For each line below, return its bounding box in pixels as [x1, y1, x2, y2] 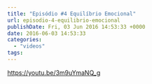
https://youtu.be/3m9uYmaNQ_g [7, 68, 101, 77]
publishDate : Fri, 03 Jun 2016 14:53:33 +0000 [7, 23, 146, 30]
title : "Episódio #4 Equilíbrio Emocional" [7, 10, 137, 17]
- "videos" [13, 43, 46, 50]
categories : [7, 36, 42, 43]
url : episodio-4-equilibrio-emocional [7, 17, 120, 24]
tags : [7, 50, 23, 57]
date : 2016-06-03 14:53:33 [7, 29, 86, 37]
